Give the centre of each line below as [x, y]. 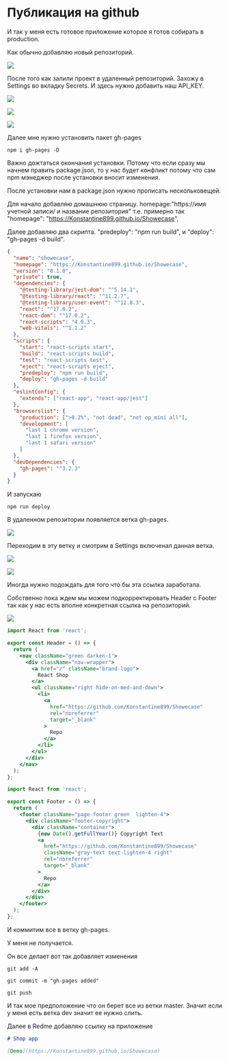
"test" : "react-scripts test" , [64, 360]
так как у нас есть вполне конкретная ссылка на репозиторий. [99, 606]
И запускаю [25, 494]
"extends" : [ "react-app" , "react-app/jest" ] [84, 398]
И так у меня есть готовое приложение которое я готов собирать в [105, 32]
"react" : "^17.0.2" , [49, 309]
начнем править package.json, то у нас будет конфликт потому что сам [111, 170]
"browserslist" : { [40, 411]
